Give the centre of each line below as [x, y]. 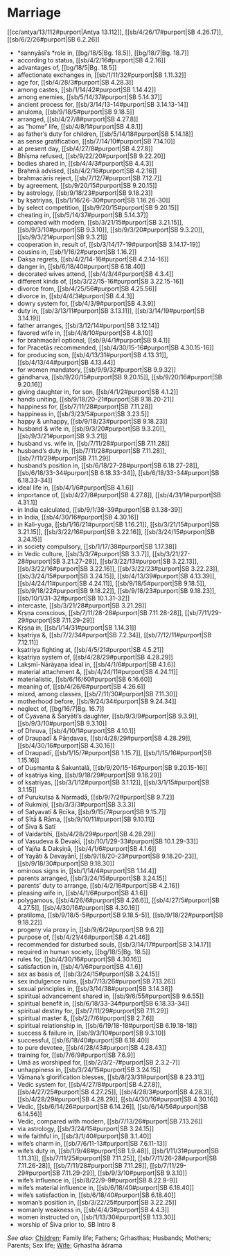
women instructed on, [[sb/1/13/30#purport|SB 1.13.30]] [96, 1217]
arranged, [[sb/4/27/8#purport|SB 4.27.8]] [78, 119]
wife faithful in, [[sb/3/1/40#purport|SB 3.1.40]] [84, 1136]
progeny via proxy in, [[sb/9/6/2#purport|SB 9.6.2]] [90, 929]
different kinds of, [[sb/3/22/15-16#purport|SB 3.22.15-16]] [100, 281]
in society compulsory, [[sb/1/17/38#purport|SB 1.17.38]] [97, 547]
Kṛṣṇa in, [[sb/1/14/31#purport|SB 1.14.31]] [77, 627]
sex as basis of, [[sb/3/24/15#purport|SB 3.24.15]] [88, 974]
